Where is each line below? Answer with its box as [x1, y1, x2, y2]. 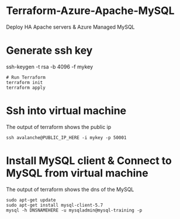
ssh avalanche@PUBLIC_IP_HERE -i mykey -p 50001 [6, 134, 127, 141]
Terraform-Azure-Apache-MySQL [6, 4, 175, 18]
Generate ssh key [6, 44, 93, 57]
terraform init [6, 79, 43, 85]
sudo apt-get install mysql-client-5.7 [6, 202, 103, 208]
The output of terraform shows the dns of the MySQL [6, 186, 134, 193]
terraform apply [6, 85, 46, 91]
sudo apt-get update [6, 197, 57, 203]
